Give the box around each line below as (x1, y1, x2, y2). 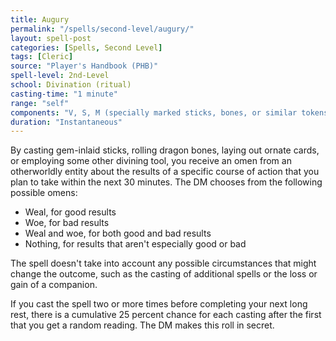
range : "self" (10, 98, 70, 108)
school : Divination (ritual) (10, 80, 132, 90)
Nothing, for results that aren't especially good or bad (24, 238, 247, 250)
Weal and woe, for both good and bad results (24, 227, 212, 240)
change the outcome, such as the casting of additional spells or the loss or (10, 268, 318, 280)
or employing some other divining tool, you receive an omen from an (10, 155, 292, 167)
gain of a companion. (10, 279, 98, 291)
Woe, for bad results (24, 217, 110, 229)
